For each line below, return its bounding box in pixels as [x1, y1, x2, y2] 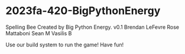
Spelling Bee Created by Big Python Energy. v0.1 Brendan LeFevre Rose [5, 23, 180, 31]
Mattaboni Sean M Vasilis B [5, 29, 72, 36]
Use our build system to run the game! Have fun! [5, 41, 124, 48]
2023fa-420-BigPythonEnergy [5, 4, 161, 18]
